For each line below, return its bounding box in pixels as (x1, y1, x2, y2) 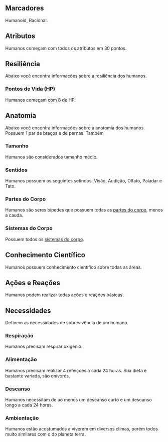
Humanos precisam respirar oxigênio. (5, 343, 83, 350)
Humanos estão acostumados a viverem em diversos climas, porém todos (5, 426, 158, 432)
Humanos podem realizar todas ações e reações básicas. (5, 292, 124, 298)
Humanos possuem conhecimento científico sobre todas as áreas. (5, 264, 142, 270)
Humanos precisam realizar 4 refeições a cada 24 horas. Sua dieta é (5, 367, 147, 373)
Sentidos (5, 166, 28, 173)
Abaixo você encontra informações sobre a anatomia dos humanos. (5, 125, 145, 131)
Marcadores (5, 4, 44, 13)
